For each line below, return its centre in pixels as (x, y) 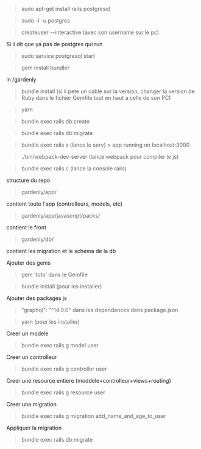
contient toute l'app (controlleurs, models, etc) (65, 204)
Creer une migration (31, 404)
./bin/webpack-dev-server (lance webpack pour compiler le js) (100, 157)
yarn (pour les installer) (51, 322)
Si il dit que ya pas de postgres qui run (55, 44)
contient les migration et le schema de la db (61, 251)
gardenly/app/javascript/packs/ (61, 216)
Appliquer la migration (34, 428)
